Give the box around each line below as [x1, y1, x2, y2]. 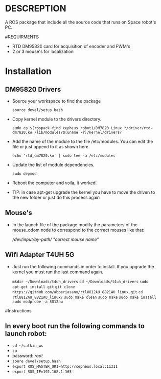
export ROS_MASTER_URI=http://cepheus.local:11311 [12, 364, 118, 369]
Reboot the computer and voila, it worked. [12, 180, 97, 186]
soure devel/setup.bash [12, 359, 61, 364]
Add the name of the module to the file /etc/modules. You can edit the [12, 138, 153, 144]
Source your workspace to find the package [12, 98, 101, 104]
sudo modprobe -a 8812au [12, 299, 63, 304]
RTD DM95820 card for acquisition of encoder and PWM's [12, 43, 131, 49]
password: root [12, 353, 43, 359]
